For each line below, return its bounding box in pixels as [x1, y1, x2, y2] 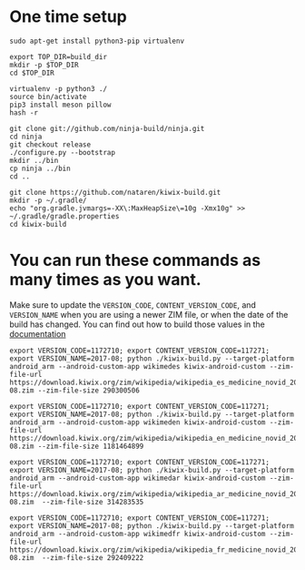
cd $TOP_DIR [9, 68, 54, 77]
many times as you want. [9, 270, 202, 290]
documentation [9, 328, 66, 339]
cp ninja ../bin [9, 164, 71, 173]
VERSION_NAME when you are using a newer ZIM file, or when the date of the [9, 309, 289, 320]
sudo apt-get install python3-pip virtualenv [9, 36, 184, 46]
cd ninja [9, 132, 43, 141]
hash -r [9, 107, 39, 117]
